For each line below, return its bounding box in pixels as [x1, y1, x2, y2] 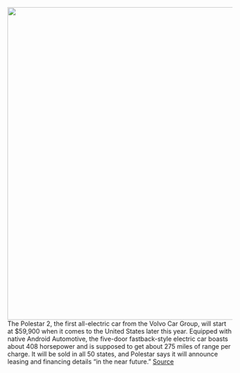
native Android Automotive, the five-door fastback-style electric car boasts [7, 334, 229, 343]
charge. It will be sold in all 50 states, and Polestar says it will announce [7, 350, 219, 358]
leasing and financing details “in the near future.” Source [7, 357, 174, 366]
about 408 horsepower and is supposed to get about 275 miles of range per [7, 342, 231, 350]
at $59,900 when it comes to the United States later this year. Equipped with [7, 327, 232, 335]
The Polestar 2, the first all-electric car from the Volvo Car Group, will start [7, 319, 226, 328]
